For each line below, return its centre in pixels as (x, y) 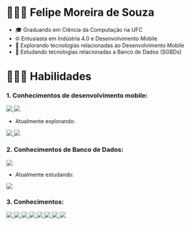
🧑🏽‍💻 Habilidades (49, 77)
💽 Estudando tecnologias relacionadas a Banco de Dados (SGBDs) (98, 52)
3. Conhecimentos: (35, 202)
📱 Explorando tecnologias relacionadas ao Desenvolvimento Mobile (100, 45)
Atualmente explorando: (45, 121)
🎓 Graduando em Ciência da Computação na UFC (79, 29)
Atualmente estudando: (44, 174)
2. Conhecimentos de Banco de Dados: (65, 150)
